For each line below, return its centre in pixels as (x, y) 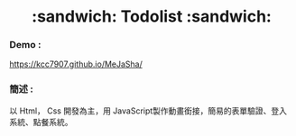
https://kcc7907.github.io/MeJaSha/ (76, 64)
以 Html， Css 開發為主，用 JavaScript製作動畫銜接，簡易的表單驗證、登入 (148, 111)
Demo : (25, 45)
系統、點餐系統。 (41, 122)
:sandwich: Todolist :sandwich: (152, 17)
